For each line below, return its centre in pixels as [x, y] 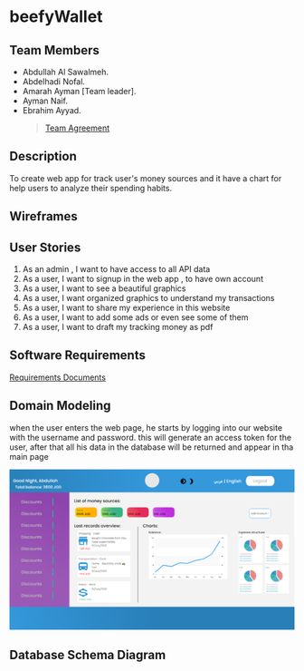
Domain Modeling [60, 406]
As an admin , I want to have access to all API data [116, 269]
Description [43, 156]
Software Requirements [78, 355]
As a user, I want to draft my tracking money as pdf [118, 327]
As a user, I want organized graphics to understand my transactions [148, 298]
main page [29, 456]
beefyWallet [56, 17]
